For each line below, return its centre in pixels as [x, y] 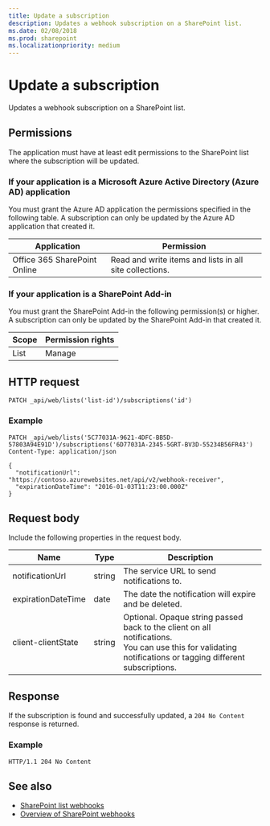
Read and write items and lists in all [177, 260]
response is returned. [44, 724]
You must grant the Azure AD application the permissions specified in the [130, 209]
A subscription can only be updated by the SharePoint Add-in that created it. [135, 320]
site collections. [140, 270]
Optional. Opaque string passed [183, 618]
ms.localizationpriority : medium [64, 46]
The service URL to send [170, 571]
